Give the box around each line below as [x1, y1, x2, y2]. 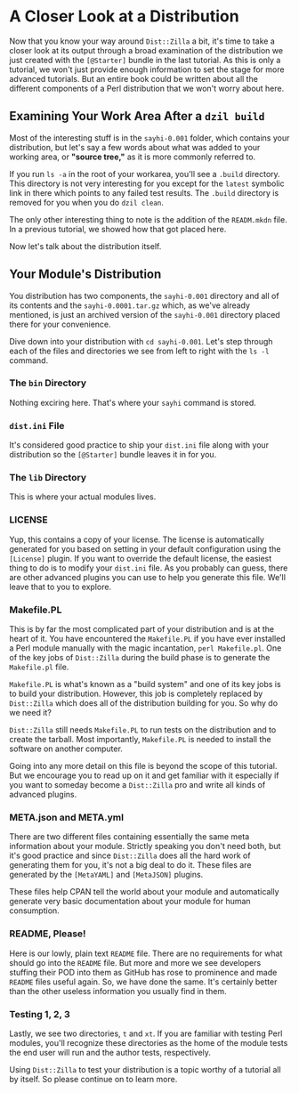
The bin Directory [9, 376, 87, 389]
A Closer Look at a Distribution [9, 6, 239, 27]
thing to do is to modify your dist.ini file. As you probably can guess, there [9, 563, 288, 573]
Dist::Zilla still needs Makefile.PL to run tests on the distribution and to [9, 725, 277, 735]
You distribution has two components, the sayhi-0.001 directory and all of [9, 290, 279, 301]
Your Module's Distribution [9, 267, 162, 282]
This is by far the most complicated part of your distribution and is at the [9, 624, 275, 635]
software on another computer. [9, 743, 123, 754]
